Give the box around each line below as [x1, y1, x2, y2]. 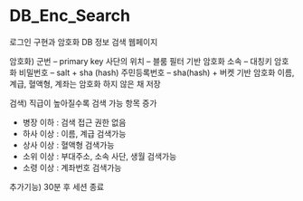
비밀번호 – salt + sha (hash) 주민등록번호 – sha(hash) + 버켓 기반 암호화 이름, [18, 67, 295, 78]
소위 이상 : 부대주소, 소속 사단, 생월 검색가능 [22, 150, 177, 161]
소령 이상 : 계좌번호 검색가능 [22, 162, 122, 173]
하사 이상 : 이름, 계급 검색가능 [22, 128, 127, 139]
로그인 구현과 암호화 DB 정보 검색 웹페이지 [9, 36, 158, 47]
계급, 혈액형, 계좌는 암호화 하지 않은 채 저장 [9, 78, 161, 89]
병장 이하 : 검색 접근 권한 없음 [22, 117, 127, 128]
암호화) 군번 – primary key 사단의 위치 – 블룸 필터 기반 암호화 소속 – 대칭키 [9, 55, 273, 66]
